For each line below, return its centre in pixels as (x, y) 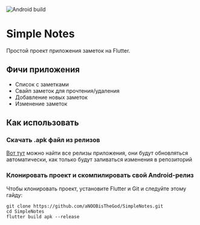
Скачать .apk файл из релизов (53, 140)
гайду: (15, 195)
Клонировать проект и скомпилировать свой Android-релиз (100, 175)
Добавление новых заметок (51, 97)
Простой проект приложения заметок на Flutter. (68, 50)
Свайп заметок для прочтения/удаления (67, 90)
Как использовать (43, 123)
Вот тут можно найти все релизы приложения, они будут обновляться (97, 153)
